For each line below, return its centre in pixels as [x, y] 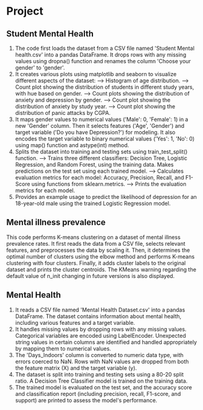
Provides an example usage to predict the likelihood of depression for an [106, 197]
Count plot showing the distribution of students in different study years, [105, 87]
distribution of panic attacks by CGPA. [63, 113]
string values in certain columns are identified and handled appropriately [106, 342]
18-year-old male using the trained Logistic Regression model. [93, 203]
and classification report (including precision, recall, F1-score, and [98, 394]
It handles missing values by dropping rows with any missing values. [101, 329]
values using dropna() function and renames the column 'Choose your [103, 61]
